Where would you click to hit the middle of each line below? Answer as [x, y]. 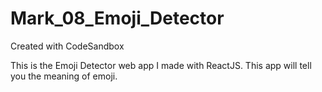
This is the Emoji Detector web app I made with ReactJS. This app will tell [161, 65]
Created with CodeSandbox [67, 46]
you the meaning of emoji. [64, 76]
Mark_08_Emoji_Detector [117, 18]
